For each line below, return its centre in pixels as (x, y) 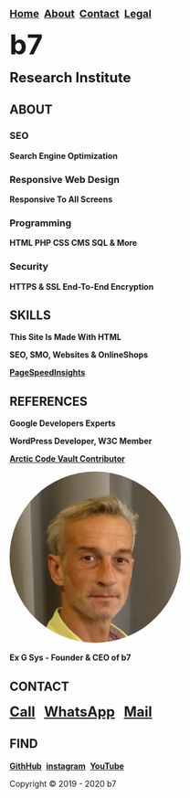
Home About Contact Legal (81, 14)
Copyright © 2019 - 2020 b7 (63, 783)
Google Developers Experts (63, 423)
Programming (40, 223)
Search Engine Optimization (64, 155)
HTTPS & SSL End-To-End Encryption (82, 286)
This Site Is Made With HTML (65, 337)
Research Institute (70, 77)
